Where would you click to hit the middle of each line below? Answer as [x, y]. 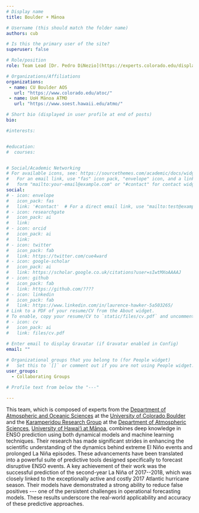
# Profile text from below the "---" [53, 387]
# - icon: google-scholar [38, 262]
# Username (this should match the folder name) [67, 28]
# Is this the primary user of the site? [58, 44]
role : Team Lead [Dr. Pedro [41, 66]
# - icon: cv [22, 322]
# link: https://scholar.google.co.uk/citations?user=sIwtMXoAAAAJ [94, 273]
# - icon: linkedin [30, 294]
